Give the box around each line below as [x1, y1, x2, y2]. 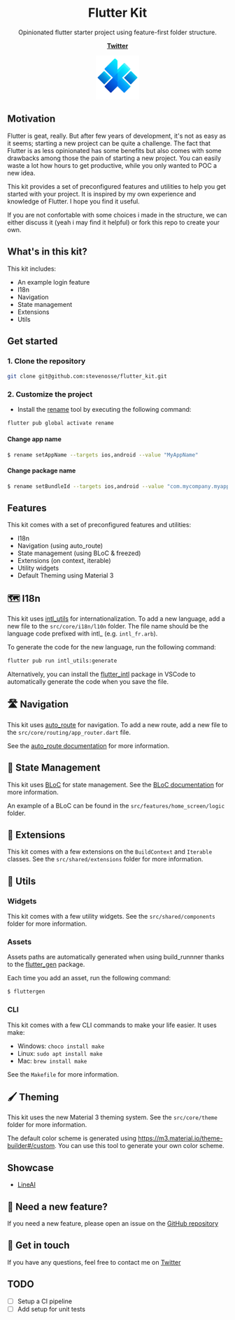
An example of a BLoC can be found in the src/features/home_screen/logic [7, 801, 225, 810]
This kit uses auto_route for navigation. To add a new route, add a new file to [7, 720, 228, 729]
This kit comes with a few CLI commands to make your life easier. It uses [7, 1021, 217, 1029]
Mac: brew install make [17, 1056, 87, 1065]
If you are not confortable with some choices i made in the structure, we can [7, 210, 227, 219]
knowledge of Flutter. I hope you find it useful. [7, 197, 140, 206]
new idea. [7, 168, 36, 177]
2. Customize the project [7, 389, 93, 399]
